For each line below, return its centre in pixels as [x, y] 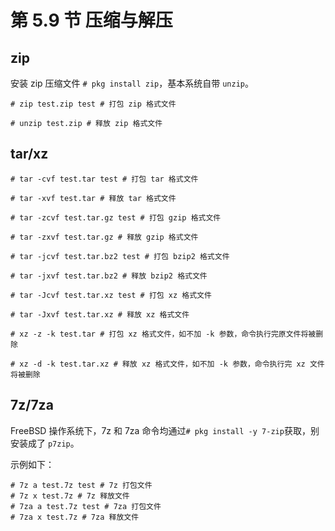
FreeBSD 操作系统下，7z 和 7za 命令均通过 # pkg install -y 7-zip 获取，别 [165, 430]
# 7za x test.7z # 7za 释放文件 [75, 517]
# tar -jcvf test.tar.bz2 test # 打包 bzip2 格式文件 [120, 256]
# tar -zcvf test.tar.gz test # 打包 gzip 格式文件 [116, 217]
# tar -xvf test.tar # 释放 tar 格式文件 [93, 198]
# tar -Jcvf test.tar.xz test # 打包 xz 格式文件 [111, 295]
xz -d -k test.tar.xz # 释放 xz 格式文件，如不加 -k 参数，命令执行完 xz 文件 [172, 364]
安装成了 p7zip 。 [45, 443]
